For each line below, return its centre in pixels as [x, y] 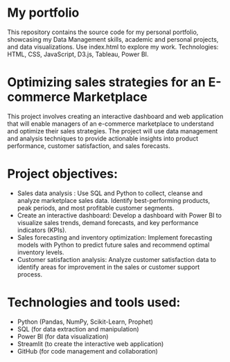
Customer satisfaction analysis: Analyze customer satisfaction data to [117, 259]
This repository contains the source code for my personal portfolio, [103, 32]
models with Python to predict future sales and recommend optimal [113, 245]
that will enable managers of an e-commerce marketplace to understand [110, 124]
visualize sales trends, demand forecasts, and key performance [108, 222]
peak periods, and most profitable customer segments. [96, 208]
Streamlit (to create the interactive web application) [90, 344]
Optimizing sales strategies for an [106, 82]
